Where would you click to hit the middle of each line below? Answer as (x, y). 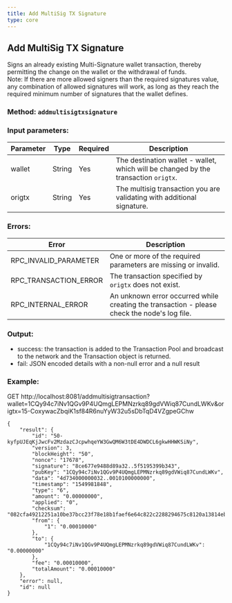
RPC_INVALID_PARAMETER (55, 260)
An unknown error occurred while (164, 296)
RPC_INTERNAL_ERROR (49, 304)
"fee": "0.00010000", (63, 563)
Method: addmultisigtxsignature (62, 112)
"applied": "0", (55, 503)
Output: (20, 334)
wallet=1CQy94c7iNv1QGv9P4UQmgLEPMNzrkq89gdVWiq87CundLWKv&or (116, 404)
